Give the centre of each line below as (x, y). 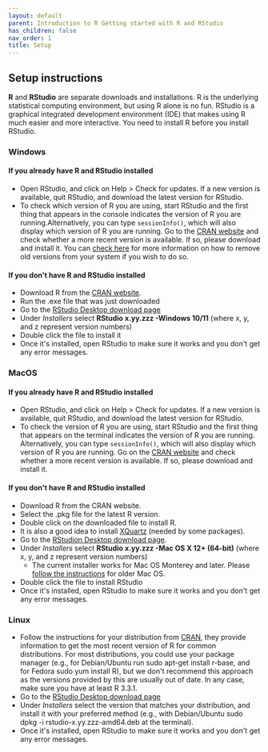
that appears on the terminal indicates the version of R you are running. (137, 435)
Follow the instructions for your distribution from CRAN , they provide (133, 637)
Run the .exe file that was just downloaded (90, 302)
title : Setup (30, 46)
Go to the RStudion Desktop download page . (93, 539)
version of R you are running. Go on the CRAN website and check (128, 452)
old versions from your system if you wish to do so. (104, 257)
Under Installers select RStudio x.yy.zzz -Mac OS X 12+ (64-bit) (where (140, 548)
